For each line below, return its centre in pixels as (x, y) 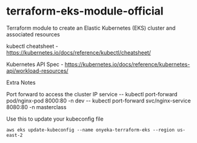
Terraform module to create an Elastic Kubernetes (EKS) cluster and (91, 28)
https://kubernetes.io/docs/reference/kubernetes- (127, 64)
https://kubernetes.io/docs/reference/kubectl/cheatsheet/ (79, 52)
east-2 (15, 135)
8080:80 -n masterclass (36, 107)
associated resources (33, 34)
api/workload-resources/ (37, 70)
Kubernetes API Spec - (35, 64)
